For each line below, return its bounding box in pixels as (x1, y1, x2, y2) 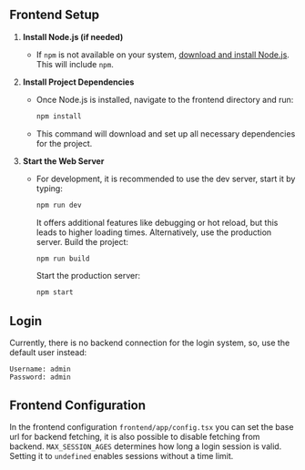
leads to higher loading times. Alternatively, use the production (36, 227, 272, 238)
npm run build (36, 254, 90, 263)
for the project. (36, 138, 93, 148)
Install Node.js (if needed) (22, 31, 124, 42)
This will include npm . (36, 58, 114, 69)
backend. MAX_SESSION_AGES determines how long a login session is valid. (9, 441, 282, 452)
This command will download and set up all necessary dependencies (36, 128, 296, 139)
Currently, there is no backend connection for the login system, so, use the (9, 337, 290, 349)
